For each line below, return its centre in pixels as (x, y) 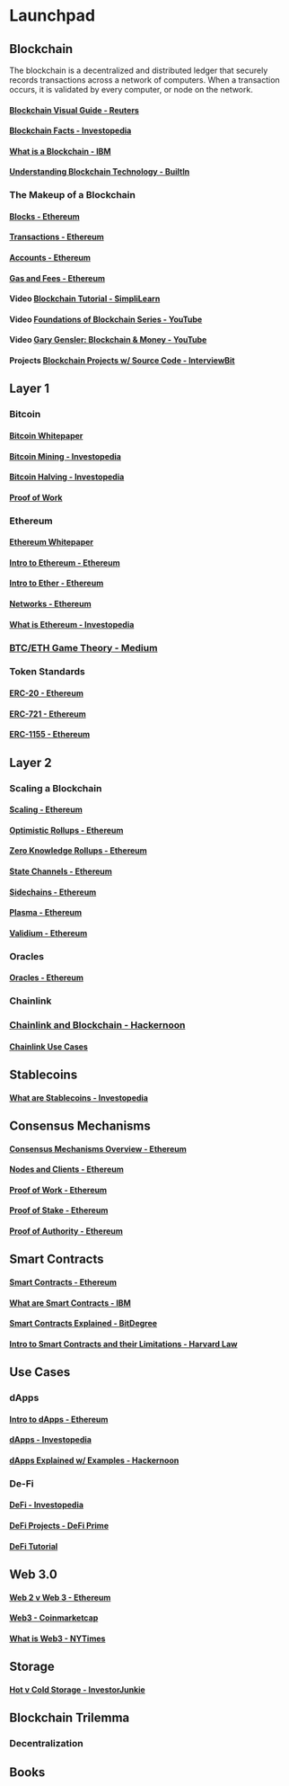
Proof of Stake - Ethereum (59, 1210)
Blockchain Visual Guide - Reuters (74, 110)
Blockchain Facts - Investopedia (70, 130)
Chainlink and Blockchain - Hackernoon (97, 1025)
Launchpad (53, 16)
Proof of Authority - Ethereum (66, 1231)
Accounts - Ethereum (50, 258)
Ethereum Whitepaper (52, 542)
